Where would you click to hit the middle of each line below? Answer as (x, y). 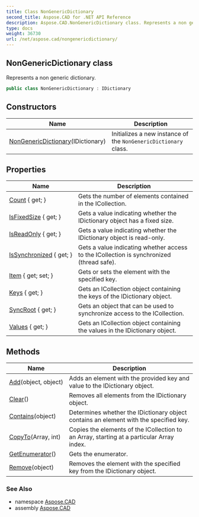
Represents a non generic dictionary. (51, 77)
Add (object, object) (36, 382)
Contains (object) (33, 416)
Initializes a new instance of (150, 134)
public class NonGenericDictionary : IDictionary (69, 88)
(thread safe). (97, 262)
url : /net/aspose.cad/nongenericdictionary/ (62, 39)
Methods (23, 352)
